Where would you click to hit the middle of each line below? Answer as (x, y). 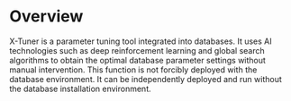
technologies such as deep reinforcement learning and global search (137, 50)
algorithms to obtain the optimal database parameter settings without (137, 60)
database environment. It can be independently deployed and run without (145, 79)
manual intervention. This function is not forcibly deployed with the (133, 70)
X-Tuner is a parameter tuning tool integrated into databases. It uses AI (141, 41)
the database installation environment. (80, 88)
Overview (46, 17)
